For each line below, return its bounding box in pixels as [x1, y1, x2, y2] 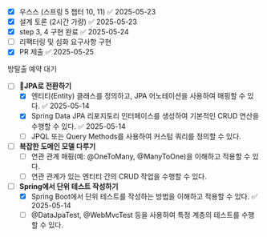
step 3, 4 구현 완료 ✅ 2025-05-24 [18, 27, 129, 37]
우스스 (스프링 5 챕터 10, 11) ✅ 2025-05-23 [18, 7, 156, 16]
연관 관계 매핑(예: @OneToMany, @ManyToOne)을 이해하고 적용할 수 [30, 151, 251, 161]
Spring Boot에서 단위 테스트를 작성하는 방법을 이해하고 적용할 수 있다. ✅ [30, 191, 258, 201]
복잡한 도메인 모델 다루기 [18, 141, 96, 151]
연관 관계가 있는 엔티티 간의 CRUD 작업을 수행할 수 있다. [30, 171, 208, 181]
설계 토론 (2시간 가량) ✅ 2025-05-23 [18, 17, 138, 26]
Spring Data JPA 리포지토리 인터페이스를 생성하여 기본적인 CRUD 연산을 [30, 111, 260, 121]
